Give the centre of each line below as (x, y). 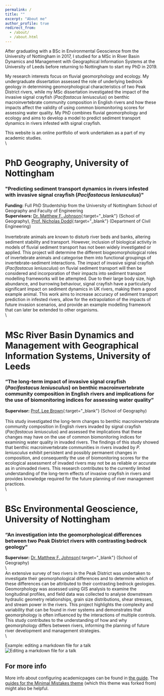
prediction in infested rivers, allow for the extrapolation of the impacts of (78, 300)
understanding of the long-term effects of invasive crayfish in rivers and (78, 473)
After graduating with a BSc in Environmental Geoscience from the (72, 51)
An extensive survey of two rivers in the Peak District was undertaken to (78, 573)
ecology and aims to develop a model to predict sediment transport (73, 118)
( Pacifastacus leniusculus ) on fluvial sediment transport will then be (74, 268)
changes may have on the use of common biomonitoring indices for (73, 437)
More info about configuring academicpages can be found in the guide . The (82, 678)
